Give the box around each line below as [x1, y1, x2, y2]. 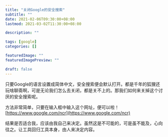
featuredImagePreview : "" [5, 57, 59, 62]
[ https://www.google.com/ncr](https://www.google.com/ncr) [5, 109, 130, 115]
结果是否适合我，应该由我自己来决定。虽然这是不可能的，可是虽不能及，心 [5, 120, 158, 126]
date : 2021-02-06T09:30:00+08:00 [5, 16, 75, 21]
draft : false [5, 66, 32, 71]
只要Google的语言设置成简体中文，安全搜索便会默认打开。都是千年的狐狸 [5, 81, 156, 87]
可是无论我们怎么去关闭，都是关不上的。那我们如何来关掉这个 [31, 87, 158, 93]
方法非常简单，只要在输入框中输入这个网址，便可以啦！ [5, 104, 119, 110]
